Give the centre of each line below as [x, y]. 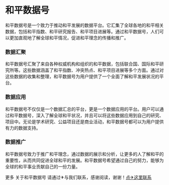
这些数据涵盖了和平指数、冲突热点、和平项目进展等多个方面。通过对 [93, 70]
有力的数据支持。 [23, 128]
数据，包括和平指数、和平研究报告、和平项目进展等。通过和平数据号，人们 [82, 31]
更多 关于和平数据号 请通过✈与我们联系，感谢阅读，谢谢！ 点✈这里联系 [78, 177]
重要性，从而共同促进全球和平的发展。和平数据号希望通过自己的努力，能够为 [84, 160]
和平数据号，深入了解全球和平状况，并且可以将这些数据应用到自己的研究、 [87, 115]
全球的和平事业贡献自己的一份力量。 [43, 166]
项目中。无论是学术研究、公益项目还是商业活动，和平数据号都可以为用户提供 [84, 122]
